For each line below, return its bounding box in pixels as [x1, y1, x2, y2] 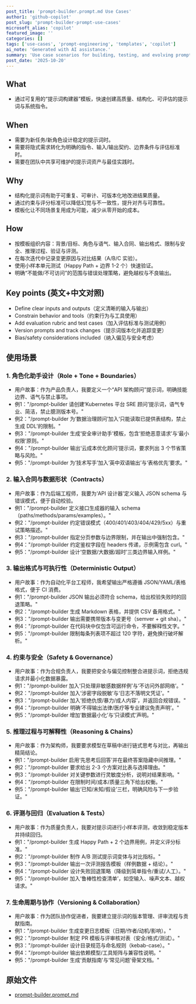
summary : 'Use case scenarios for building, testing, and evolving [6, 52, 174, 58]
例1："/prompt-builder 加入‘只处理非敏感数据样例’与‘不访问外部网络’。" [14, 682, 184, 689]
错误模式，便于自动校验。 [14, 497, 76, 504]
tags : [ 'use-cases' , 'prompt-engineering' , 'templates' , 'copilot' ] [6, 42, 176, 47]
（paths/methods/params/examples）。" [14, 511, 111, 518]
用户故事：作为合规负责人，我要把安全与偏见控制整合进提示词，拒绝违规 [14, 668, 188, 675]
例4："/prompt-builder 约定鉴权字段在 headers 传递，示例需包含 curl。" [14, 541, 188, 548]
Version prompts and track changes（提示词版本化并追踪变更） [14, 326, 167, 333]
